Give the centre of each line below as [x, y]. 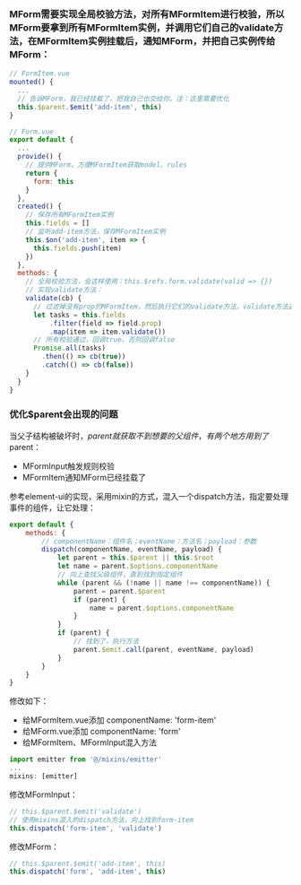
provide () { [40, 157]
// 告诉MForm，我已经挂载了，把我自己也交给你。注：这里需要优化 [124, 99]
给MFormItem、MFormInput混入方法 [90, 742]
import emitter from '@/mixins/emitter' [86, 759]
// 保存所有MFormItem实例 [69, 215]
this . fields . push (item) [77, 248]
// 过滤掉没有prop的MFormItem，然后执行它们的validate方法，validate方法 [160, 307]
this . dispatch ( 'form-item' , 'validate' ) [86, 828]
